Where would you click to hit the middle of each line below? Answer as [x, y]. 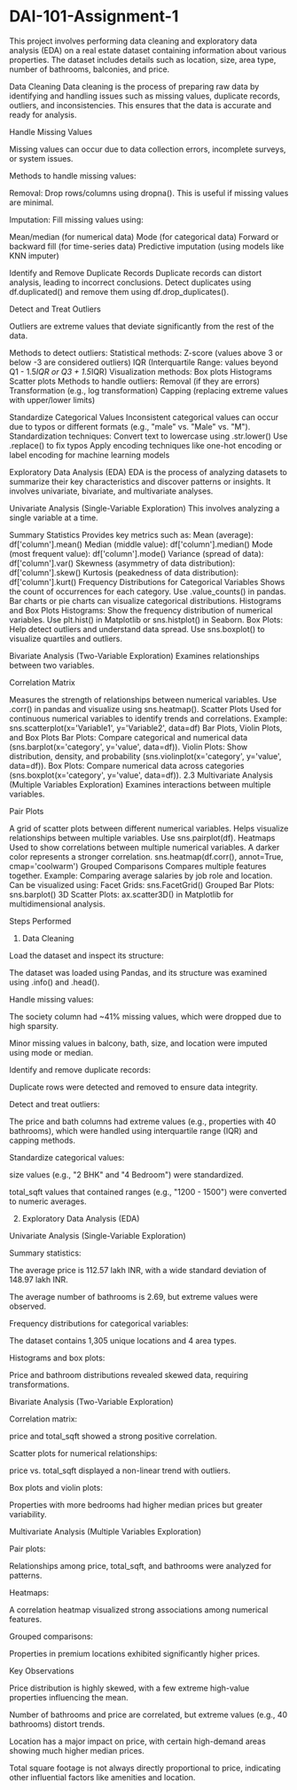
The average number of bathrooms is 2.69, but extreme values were [134, 1296]
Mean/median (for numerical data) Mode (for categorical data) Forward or [144, 236]
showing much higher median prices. [77, 1750]
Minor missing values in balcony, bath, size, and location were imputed [138, 1043]
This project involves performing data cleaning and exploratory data [133, 41]
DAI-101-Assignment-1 [94, 16]
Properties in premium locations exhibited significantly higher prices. [135, 1653]
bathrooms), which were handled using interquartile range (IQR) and [134, 1130]
